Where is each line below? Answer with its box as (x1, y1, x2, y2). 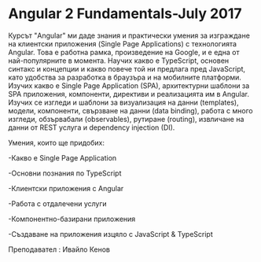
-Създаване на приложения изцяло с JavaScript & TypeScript (8, 229, 214, 238)
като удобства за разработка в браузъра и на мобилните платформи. (8, 72, 242, 82)
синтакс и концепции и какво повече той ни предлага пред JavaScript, (8, 64, 246, 73)
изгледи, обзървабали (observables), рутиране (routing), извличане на (8, 114, 244, 124)
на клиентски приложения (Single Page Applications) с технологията (8, 39, 237, 48)
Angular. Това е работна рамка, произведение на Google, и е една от (8, 47, 240, 57)
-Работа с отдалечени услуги (8, 198, 108, 208)
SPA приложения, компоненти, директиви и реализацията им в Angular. (8, 89, 250, 98)
